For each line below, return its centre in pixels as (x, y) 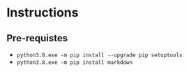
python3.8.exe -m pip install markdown (75, 63)
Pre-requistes (37, 38)
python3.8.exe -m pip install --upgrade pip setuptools (99, 55)
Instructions (43, 13)
